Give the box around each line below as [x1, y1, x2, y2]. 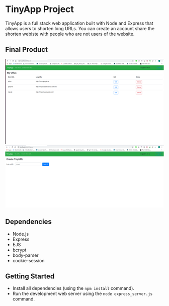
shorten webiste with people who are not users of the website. [5, 31, 135, 37]
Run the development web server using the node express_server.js [12, 290, 153, 297]
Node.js [12, 231, 29, 237]
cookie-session [12, 257, 45, 263]
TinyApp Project [5, 4, 74, 15]
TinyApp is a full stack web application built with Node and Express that [5, 20, 153, 26]
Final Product [5, 45, 48, 54]
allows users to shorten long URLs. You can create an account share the [5, 25, 155, 31]
